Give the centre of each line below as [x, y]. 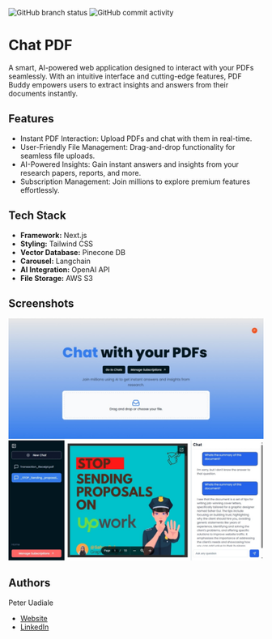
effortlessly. [40, 190]
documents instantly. [43, 93]
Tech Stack [37, 216]
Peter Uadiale [31, 603]
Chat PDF [40, 45]
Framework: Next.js [53, 235]
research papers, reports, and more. [81, 173]
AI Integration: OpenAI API [65, 269]
